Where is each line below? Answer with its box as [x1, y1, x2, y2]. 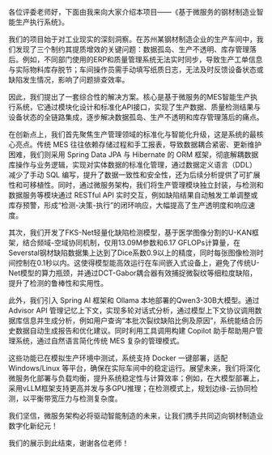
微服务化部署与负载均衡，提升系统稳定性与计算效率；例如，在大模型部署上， [8, 373, 264, 383]
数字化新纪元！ [8, 421, 58, 431]
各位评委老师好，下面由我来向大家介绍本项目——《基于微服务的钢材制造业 [8, 7, 257, 16]
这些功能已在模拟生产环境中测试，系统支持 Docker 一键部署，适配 [8, 353, 228, 363]
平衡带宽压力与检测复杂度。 [29, 393, 122, 403]
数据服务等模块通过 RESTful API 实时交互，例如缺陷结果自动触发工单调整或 [8, 190, 258, 200]
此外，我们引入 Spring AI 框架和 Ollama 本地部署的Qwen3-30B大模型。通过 [8, 296, 260, 305]
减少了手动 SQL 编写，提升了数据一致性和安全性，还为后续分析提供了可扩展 [8, 170, 261, 180]
